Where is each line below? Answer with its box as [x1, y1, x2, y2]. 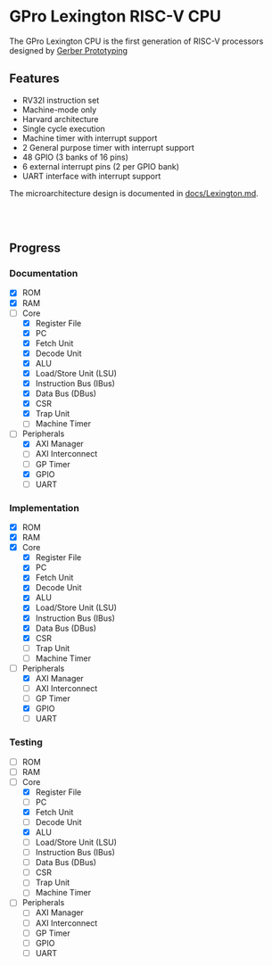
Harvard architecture [21, 113, 99, 124]
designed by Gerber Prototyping [9, 45, 128, 55]
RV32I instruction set [21, 95, 100, 105]
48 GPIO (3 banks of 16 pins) [21, 152, 129, 162]
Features [9, 71, 60, 87]
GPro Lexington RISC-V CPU [9, 6, 221, 27]
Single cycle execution [21, 123, 105, 134]
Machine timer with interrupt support [21, 132, 158, 144]
